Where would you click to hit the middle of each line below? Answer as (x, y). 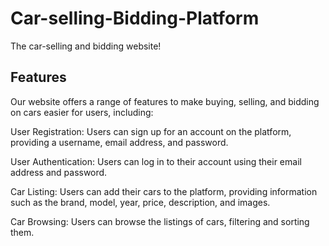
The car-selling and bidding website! (86, 46)
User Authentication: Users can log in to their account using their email (156, 161)
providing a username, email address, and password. (119, 142)
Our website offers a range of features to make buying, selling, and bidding (165, 101)
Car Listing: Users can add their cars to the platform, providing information (164, 191)
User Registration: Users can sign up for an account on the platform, (151, 131)
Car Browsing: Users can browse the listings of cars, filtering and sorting (160, 221)
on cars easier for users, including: (82, 112)
